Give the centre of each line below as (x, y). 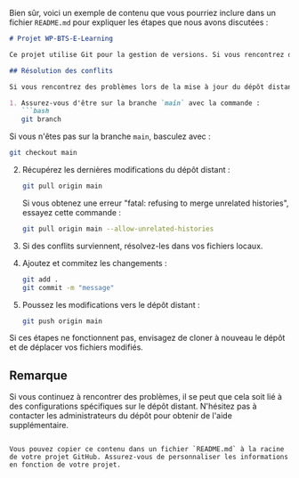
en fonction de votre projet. (65, 465)
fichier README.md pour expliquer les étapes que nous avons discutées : (139, 22)
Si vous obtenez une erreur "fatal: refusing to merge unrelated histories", (155, 203)
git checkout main (43, 153)
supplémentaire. (39, 425)
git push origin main (62, 321)
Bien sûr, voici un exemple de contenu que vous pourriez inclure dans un (142, 13)
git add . (40, 280)
